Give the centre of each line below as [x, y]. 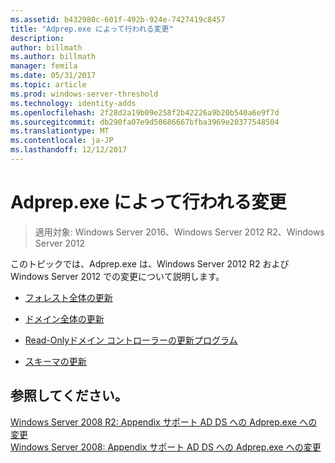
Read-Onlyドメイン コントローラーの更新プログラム [131, 340]
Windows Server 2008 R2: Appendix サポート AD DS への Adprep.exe [154, 422]
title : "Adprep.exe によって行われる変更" [92, 29]
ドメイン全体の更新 [64, 318]
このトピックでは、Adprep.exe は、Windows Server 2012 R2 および [150, 263]
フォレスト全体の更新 [68, 297]
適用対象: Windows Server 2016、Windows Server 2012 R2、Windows [179, 232]
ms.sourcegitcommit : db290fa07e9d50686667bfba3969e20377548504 [145, 122]
